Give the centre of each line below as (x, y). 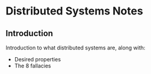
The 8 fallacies (33, 66)
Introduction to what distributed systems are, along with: (75, 48)
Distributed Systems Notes (75, 11)
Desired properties (38, 59)
